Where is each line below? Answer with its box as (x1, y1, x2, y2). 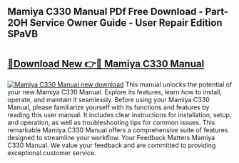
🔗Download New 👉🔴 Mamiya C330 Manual (7, 57, 205, 70)
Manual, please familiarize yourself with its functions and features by (7, 103, 210, 112)
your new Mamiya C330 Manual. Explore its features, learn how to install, (7, 88, 223, 96)
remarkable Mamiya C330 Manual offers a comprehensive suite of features (7, 126, 228, 134)
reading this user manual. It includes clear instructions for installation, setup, (7, 111, 232, 119)
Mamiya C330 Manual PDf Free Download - (7, 6, 203, 18)
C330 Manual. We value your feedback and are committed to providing (7, 141, 216, 149)
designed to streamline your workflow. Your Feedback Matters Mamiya (7, 134, 215, 142)
